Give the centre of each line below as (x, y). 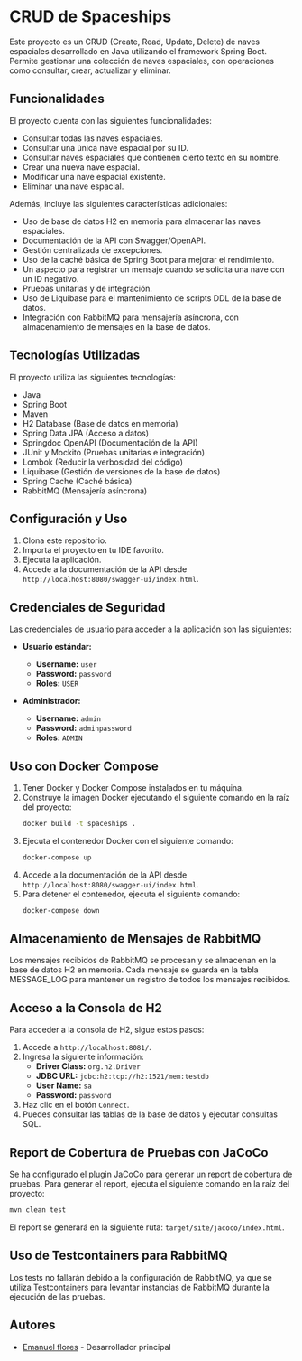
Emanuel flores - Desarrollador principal (96, 1347)
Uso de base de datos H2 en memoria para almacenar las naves (142, 221)
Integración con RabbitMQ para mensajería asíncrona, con (130, 317)
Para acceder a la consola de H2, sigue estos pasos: (107, 1030)
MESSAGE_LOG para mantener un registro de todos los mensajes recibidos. (150, 980)
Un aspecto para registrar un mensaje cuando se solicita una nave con (154, 269)
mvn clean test (38, 1210)
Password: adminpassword (84, 728)
